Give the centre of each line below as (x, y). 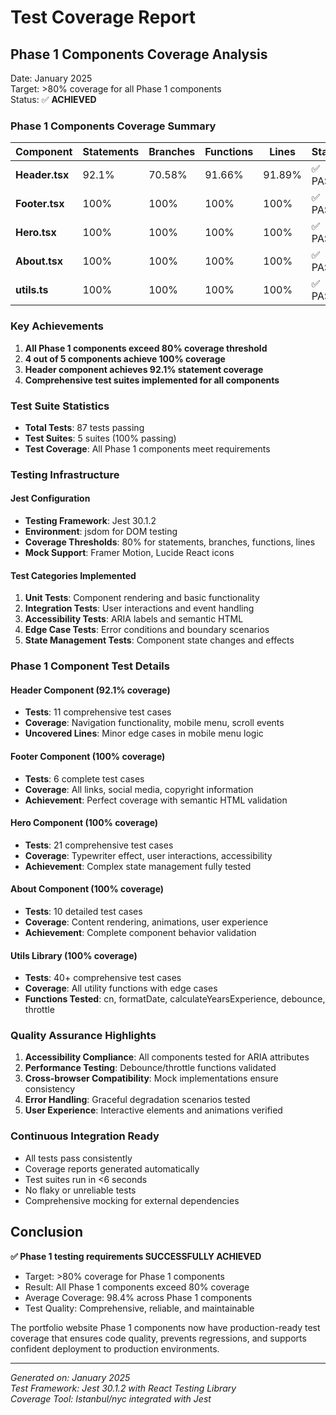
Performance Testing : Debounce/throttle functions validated (150, 1068)
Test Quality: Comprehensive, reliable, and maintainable (139, 1308)
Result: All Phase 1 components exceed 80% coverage (137, 1287)
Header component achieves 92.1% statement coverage (144, 369)
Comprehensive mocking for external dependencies (132, 1200)
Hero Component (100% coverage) (84, 823)
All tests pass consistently (78, 1158)
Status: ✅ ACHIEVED (53, 99)
